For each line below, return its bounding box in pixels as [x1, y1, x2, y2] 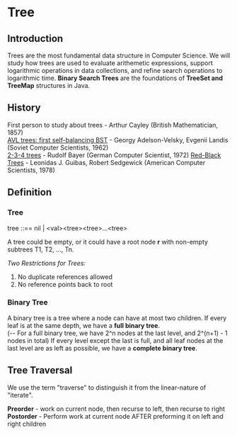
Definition [7, 186, 52, 198]
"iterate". [7, 390, 33, 399]
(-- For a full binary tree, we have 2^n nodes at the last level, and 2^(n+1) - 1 [7, 329, 228, 337]
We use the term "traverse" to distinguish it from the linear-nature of [7, 383, 207, 392]
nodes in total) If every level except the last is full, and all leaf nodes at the [7, 336, 224, 344]
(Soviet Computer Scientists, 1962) [7, 143, 109, 152]
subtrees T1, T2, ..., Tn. [7, 245, 74, 254]
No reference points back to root [17, 280, 113, 288]
